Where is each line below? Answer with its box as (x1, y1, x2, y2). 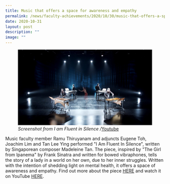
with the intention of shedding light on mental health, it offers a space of (5, 162, 156, 168)
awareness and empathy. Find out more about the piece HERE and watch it (5, 167, 161, 174)
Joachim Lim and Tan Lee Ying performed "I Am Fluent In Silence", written (5, 141, 160, 147)
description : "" (5, 29, 39, 35)
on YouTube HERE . (5, 173, 45, 179)
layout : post (5, 24, 33, 29)
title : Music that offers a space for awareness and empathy (5, 8, 137, 13)
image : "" (5, 35, 26, 40)
